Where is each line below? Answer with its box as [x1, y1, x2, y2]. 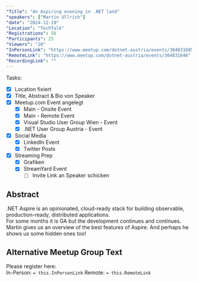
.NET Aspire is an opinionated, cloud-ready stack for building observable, [6, 205, 184, 212]
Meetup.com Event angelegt [14, 98, 84, 106]
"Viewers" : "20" [6, 42, 46, 48]
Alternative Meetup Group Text [6, 247, 123, 257]
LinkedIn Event [23, 139, 60, 146]
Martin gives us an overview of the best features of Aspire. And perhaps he [6, 224, 189, 231]
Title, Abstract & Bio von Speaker [14, 92, 95, 99]
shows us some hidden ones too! [6, 230, 87, 237]
